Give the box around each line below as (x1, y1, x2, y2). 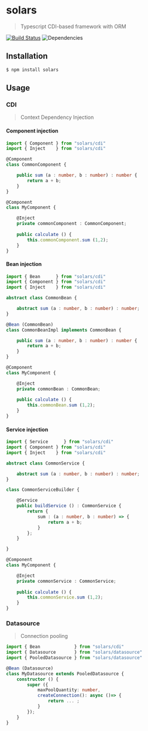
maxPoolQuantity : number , (37, 687, 101, 693)
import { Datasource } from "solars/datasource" (6, 650, 143, 655)
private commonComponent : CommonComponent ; (16, 221, 127, 227)
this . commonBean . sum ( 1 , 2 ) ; (27, 402, 95, 408)
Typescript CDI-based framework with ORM (20, 23, 127, 30)
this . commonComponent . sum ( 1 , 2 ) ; (27, 237, 109, 243)
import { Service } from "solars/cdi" (6, 439, 114, 445)
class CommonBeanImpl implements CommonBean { (6, 327, 122, 333)
